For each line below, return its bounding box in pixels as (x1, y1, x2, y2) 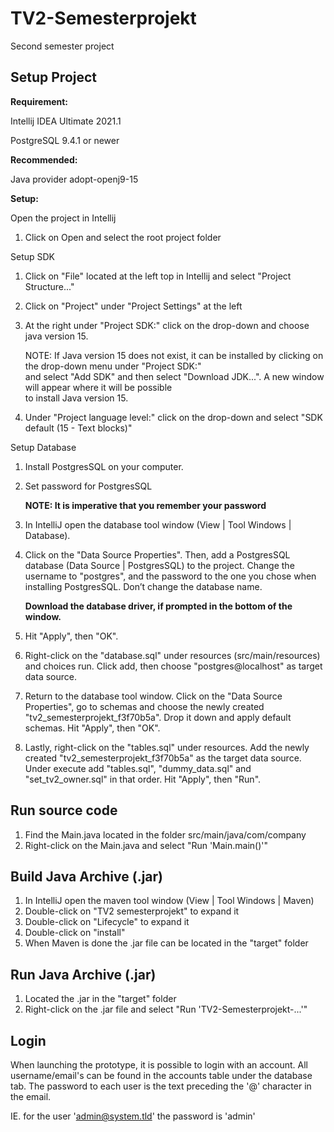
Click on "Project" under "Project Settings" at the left (24, 300, 243, 312)
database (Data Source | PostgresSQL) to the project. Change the (24, 559, 295, 571)
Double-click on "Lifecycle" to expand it (24, 916, 190, 928)
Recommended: (10, 153, 78, 166)
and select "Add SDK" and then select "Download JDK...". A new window (24, 370, 325, 382)
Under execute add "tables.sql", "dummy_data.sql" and (24, 762, 252, 774)
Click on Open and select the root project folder (24, 231, 222, 243)
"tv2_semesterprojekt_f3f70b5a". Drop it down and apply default (24, 711, 292, 723)
